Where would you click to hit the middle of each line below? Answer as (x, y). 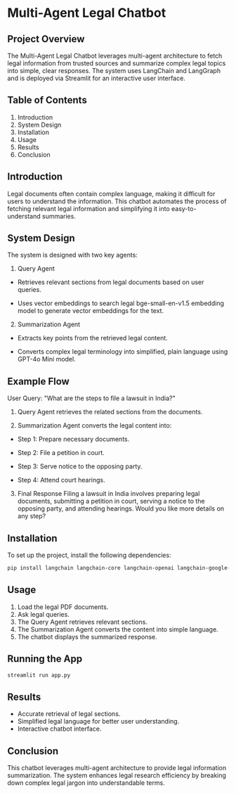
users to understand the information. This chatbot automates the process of (117, 201)
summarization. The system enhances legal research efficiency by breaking (117, 776)
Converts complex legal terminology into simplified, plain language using (123, 352)
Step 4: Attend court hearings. (61, 480)
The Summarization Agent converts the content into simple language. (118, 629)
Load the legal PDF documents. (63, 607)
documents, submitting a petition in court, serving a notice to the (111, 501)
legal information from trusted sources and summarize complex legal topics (117, 63)
